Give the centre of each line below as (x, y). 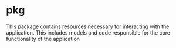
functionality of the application (43, 39)
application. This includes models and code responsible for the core (88, 32)
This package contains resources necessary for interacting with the (88, 26)
